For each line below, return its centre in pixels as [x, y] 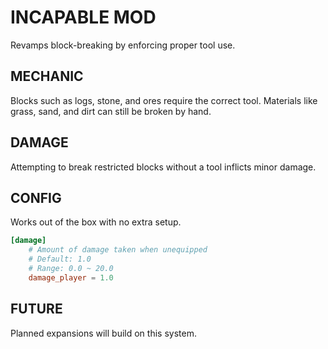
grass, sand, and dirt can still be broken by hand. [111, 111]
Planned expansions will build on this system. [103, 333]
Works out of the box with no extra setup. [96, 222]
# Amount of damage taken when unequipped [118, 250]
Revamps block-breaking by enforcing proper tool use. [123, 45]
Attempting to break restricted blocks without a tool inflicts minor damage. [163, 167]
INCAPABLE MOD [83, 17]
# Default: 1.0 [60, 259]
